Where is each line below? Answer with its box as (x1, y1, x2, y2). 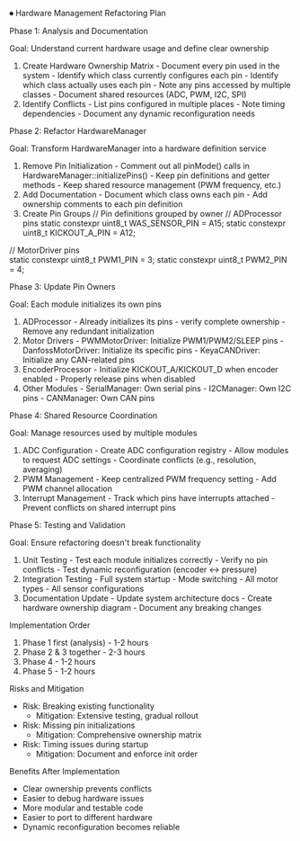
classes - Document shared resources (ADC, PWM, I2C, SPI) (22, 89, 247, 100)
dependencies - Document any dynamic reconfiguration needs (22, 108, 256, 119)
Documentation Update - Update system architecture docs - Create (22, 593, 272, 604)
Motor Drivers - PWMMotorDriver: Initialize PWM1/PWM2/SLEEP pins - (22, 336, 285, 345)
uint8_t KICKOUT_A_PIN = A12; (22, 228, 137, 237)
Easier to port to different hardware (22, 812, 153, 822)
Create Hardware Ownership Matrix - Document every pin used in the (22, 60, 280, 71)
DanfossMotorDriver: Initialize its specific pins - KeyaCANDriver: (22, 345, 260, 355)
